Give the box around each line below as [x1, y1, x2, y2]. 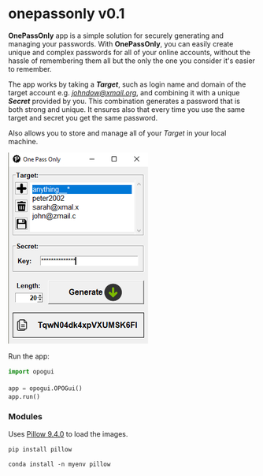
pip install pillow [8, 445, 72, 453]
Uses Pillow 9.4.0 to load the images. [8, 429, 128, 438]
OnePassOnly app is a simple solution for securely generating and [8, 31, 224, 40]
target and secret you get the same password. [8, 113, 158, 122]
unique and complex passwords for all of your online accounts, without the [8, 47, 250, 57]
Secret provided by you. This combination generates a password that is [8, 96, 240, 106]
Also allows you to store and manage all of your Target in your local [8, 128, 227, 138]
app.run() [8, 392, 41, 400]
